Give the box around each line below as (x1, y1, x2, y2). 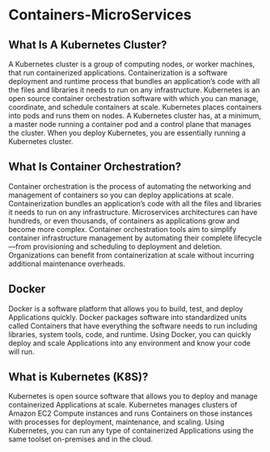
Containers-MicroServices (8, 6, 192, 24)
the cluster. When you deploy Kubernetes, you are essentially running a (8, 128, 247, 137)
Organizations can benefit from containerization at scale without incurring (8, 250, 255, 260)
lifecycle (234, 233, 263, 243)
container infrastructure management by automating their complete (8, 233, 233, 243)
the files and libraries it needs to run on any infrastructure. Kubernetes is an (8, 85, 260, 95)
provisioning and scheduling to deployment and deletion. (32, 241, 222, 251)
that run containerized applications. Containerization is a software (8, 68, 228, 78)
